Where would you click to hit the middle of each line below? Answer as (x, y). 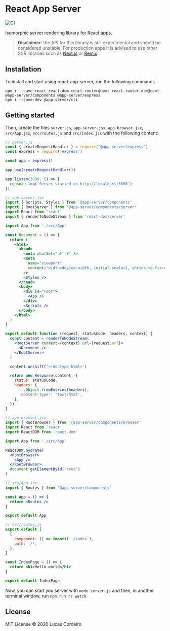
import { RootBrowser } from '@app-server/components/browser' (73, 423)
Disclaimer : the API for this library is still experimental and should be (89, 42)
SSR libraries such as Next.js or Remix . (58, 53)
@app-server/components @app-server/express (53, 95)
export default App (26, 516)
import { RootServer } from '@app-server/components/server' (71, 207)
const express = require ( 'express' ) (44, 152)
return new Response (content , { (44, 376)
